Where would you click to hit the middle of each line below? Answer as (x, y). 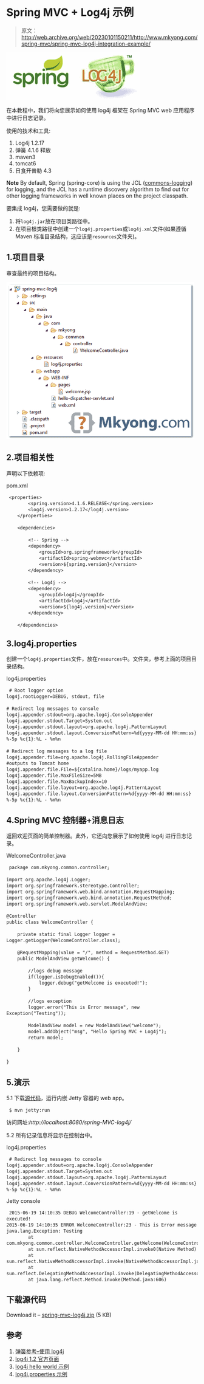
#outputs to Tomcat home (38, 763)
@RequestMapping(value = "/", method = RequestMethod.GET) (93, 953)
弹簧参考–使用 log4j (39, 1351)
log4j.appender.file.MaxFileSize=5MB (54, 776)
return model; (46, 1038)
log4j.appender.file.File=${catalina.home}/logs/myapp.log (83, 769)
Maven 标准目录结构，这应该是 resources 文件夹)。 (77, 236)
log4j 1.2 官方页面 (37, 1358)
